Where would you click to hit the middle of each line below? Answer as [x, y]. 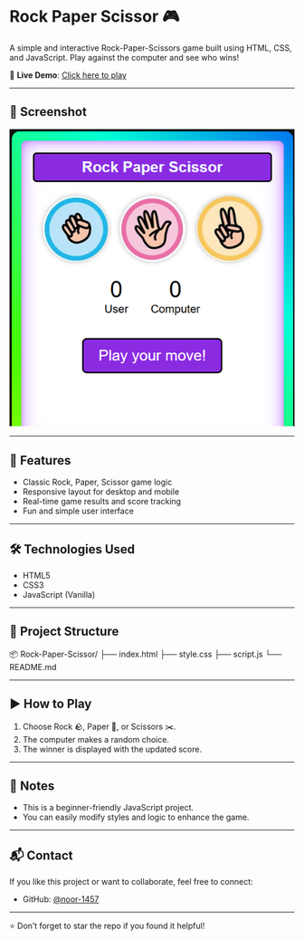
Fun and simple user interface [78, 511]
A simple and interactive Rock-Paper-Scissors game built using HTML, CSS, [151, 48]
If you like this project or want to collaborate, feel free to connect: [131, 882]
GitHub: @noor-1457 [61, 899]
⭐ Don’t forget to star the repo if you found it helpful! [107, 926]
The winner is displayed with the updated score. [112, 749]
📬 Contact [41, 855]
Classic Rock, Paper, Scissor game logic [97, 482]
